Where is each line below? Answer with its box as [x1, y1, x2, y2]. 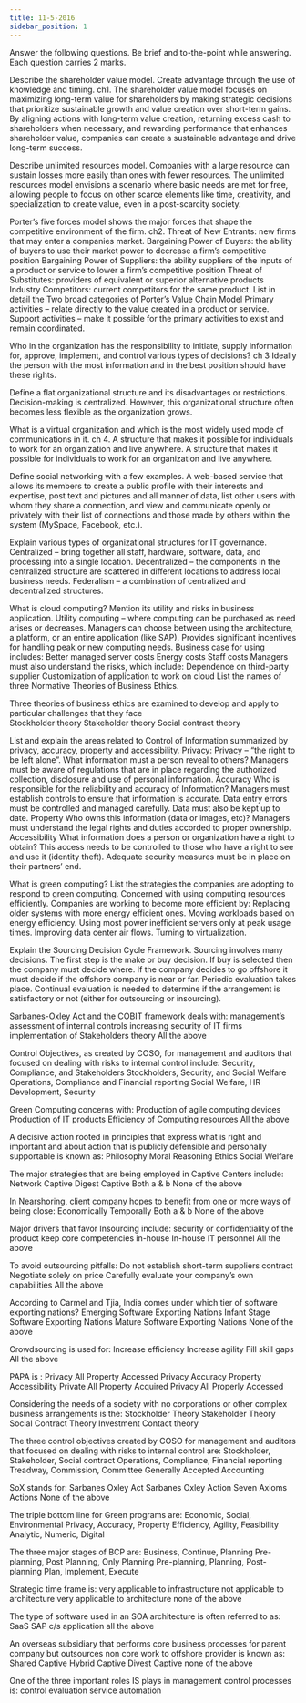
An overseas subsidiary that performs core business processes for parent [9, 1637, 287, 1649]
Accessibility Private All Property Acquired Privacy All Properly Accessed [9, 1380, 284, 1391]
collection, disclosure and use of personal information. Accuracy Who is [9, 774, 280, 785]
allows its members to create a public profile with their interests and [9, 480, 264, 491]
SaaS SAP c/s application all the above [9, 1620, 155, 1631]
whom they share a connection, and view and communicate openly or [9, 499, 271, 510]
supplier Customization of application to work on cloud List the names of [9, 671, 282, 682]
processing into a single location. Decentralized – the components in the [9, 556, 280, 567]
